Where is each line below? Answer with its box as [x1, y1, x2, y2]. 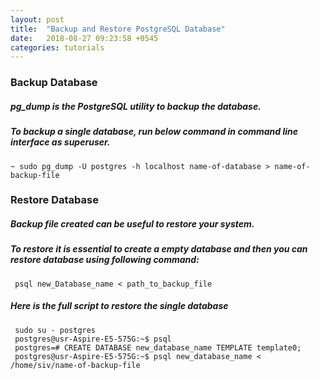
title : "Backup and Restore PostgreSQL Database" [10, 24, 226, 34]
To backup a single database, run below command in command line [10, 126, 299, 138]
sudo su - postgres [14, 325, 97, 335]
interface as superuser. [10, 136, 111, 148]
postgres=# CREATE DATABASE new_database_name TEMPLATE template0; [14, 342, 302, 353]
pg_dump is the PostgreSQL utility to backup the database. [10, 100, 262, 112]
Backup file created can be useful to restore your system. [10, 218, 255, 230]
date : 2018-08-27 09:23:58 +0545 [10, 33, 159, 43]
